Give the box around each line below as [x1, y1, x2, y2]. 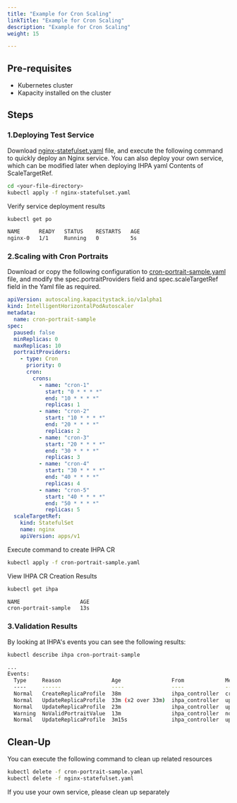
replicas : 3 [44, 453, 80, 461]
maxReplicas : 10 [13, 342, 61, 350]
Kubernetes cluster [17, 81, 73, 90]
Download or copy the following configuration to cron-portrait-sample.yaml [7, 268, 226, 276]
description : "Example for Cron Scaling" [7, 23, 131, 30]
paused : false [13, 329, 55, 336]
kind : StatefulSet [20, 520, 74, 527]
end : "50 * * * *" [44, 499, 99, 507]
